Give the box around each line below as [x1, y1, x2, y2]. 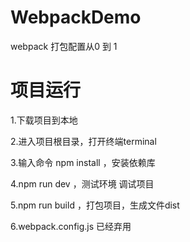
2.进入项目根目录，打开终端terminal [10, 135, 157, 147]
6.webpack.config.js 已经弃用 [10, 220, 132, 232]
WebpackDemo [10, 6, 142, 29]
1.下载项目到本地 [10, 114, 78, 126]
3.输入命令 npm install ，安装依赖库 [10, 156, 156, 168]
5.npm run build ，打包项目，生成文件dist [10, 199, 180, 211]
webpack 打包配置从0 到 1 [10, 40, 118, 52]
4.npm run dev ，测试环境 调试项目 [10, 177, 155, 190]
